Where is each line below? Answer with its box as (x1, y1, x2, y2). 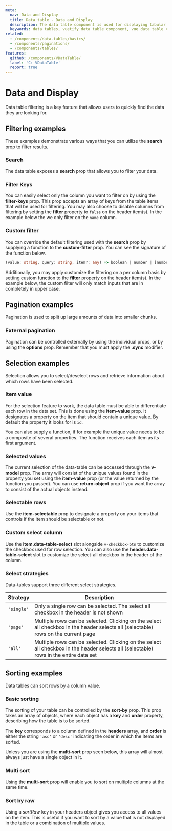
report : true (10, 65, 38, 70)
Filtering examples (5, 124, 66, 133)
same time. (5, 784, 29, 790)
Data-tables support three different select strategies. (5, 582, 117, 588)
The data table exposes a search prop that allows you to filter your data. (5, 168, 158, 174)
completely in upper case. (5, 285, 60, 292)
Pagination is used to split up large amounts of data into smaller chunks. (5, 314, 157, 320)
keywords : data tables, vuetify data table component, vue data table (10, 27, 164, 32)
